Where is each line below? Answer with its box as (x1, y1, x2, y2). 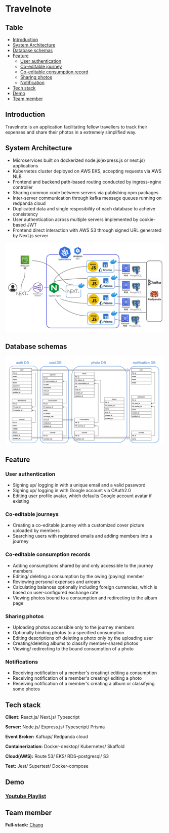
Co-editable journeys (5, 511, 59, 518)
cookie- (139, 216, 156, 223)
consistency (12, 211, 38, 217)
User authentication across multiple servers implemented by (12, 216, 139, 223)
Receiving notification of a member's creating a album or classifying (12, 681, 155, 687)
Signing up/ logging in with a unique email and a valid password (12, 482, 146, 488)
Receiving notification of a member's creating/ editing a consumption (12, 670, 157, 676)
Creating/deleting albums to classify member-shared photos (12, 640, 139, 646)
